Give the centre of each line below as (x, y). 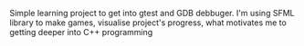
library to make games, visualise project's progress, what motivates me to (148, 23)
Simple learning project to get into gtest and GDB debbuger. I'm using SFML (152, 13)
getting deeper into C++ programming (81, 32)
